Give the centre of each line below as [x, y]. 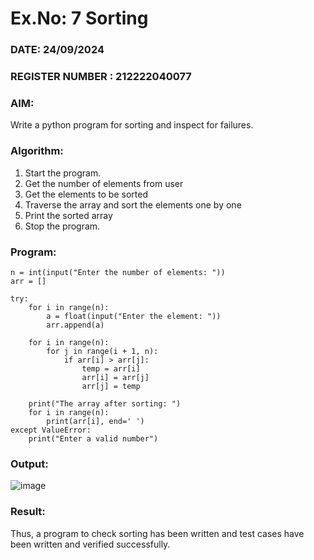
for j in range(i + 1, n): [102, 351]
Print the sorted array [68, 215]
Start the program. [63, 173]
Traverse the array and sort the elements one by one [133, 204]
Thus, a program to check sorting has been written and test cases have [157, 533]
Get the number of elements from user [104, 183]
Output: [29, 464]
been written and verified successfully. [90, 544]
